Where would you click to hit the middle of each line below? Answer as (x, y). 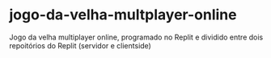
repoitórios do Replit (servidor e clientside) (80, 45)
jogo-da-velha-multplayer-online (123, 15)
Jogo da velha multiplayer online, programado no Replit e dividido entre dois (136, 37)
